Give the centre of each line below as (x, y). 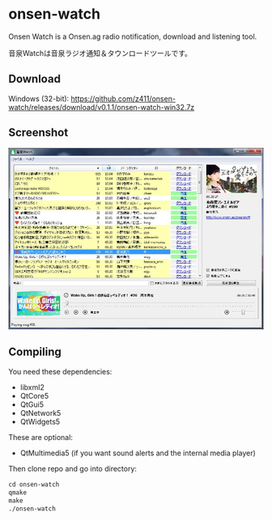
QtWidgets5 (40, 421)
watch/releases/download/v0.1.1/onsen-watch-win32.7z (102, 107)
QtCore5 (34, 395)
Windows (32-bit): (39, 99)
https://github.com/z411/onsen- (123, 99)
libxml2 (32, 387)
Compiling (35, 352)
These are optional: (40, 437)
